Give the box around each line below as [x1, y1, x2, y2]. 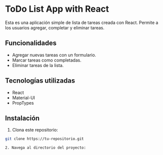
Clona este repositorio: [12, 127, 58, 133]
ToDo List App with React [5, 3, 109, 15]
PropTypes [12, 100, 34, 106]
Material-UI [12, 94, 35, 101]
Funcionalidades [5, 39, 57, 47]
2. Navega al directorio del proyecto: [5, 145, 86, 150]
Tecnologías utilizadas [5, 77, 75, 85]
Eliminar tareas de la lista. [12, 62, 64, 68]
